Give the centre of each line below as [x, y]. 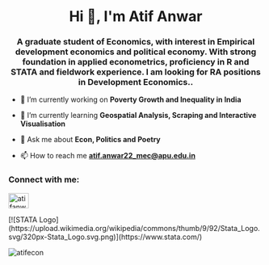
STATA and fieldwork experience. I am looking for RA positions [136, 72]
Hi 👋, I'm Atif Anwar [136, 17]
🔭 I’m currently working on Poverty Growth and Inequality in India [130, 99]
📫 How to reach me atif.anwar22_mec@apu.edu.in [108, 156]
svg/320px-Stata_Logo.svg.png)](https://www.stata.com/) [105, 237]
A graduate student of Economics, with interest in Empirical [136, 42]
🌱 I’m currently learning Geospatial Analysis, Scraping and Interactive [138, 116]
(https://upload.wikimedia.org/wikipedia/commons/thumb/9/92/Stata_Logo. [134, 228]
